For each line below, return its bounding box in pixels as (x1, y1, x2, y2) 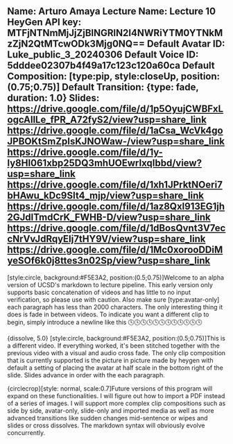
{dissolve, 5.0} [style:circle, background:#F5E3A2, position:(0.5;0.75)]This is (7, 334, 225, 342)
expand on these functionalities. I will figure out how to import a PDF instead (7, 391, 225, 400)
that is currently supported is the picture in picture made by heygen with (7, 356, 214, 364)
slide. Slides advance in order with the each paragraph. (7, 370, 165, 379)
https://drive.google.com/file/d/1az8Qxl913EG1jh (7, 200, 225, 212)
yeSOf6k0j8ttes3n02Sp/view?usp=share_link (7, 255, 211, 266)
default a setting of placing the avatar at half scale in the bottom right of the (7, 364, 223, 372)
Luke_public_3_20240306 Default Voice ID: (7, 49, 199, 61)
